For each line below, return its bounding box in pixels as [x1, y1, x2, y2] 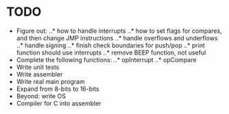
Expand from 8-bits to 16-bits [16, 85, 100, 93]
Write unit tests [16, 63, 60, 71]
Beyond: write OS [16, 91, 67, 100]
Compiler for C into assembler [16, 99, 101, 107]
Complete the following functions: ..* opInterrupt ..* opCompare [16, 55, 197, 63]
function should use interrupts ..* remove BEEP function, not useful [16, 48, 206, 57]
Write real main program [16, 77, 85, 85]
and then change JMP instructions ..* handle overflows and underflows [16, 33, 218, 42]
